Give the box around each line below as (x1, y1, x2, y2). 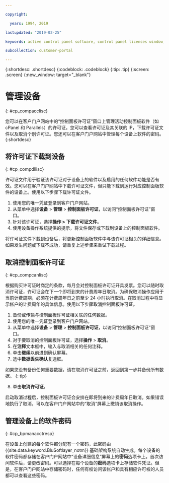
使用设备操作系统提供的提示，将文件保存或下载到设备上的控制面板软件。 (12, 225, 162, 231)
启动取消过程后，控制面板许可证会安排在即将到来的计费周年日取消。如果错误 (5, 394, 164, 400)
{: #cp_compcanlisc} (5, 271, 48, 278)
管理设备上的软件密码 (5, 417, 71, 426)
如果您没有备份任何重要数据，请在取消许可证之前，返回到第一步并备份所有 (5, 366, 159, 373)
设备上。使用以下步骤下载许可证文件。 (14, 189, 94, 195)
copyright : (5, 12, 28, 17)
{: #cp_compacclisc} (5, 108, 48, 114)
